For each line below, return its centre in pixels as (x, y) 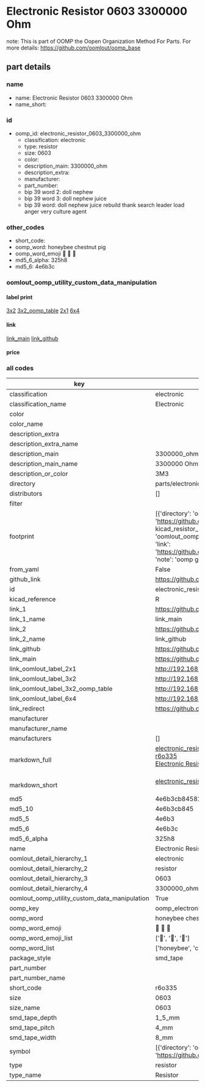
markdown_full (31, 760)
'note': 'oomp (174, 559)
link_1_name (27, 619)
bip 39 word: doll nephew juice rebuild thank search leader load (104, 205)
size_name (25, 1008)
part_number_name (37, 978)
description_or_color (39, 474)
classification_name (38, 404)
